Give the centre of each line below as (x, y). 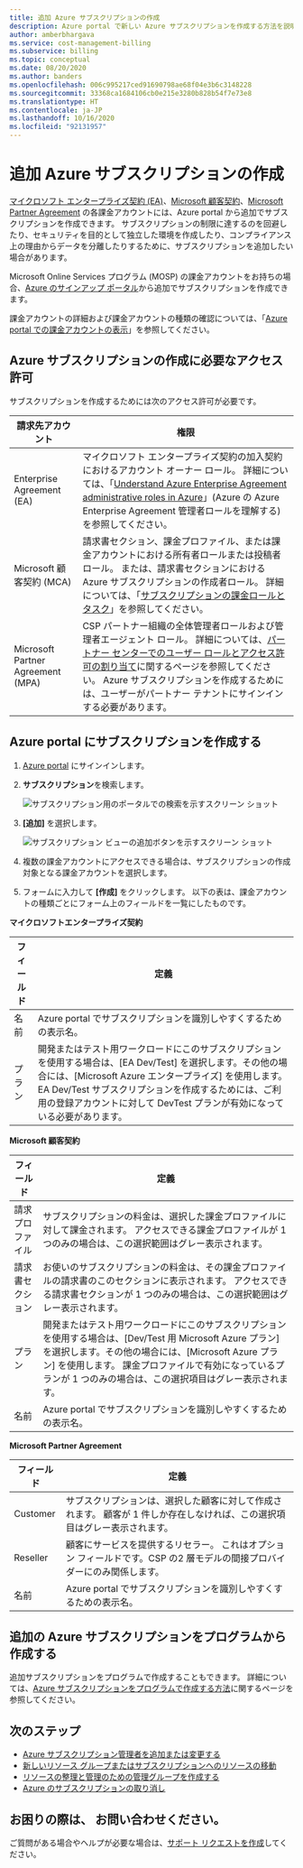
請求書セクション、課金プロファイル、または (177, 541)
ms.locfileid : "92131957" (58, 127)
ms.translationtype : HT (54, 102)
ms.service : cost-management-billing (80, 43)
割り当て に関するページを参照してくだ (182, 666)
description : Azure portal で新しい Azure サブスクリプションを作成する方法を (147, 26)
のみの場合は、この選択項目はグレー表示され (184, 1379)
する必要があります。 (128, 707)
